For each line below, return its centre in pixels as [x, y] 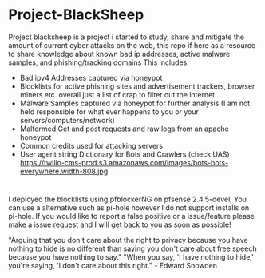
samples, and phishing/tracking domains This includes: [99, 62]
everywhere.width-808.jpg [64, 171]
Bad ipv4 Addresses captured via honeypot [91, 77]
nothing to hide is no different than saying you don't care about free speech [132, 248]
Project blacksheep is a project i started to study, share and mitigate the [127, 37]
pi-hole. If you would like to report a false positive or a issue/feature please [132, 216]
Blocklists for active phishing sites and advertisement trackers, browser [137, 86]
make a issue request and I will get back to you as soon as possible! [120, 224]
